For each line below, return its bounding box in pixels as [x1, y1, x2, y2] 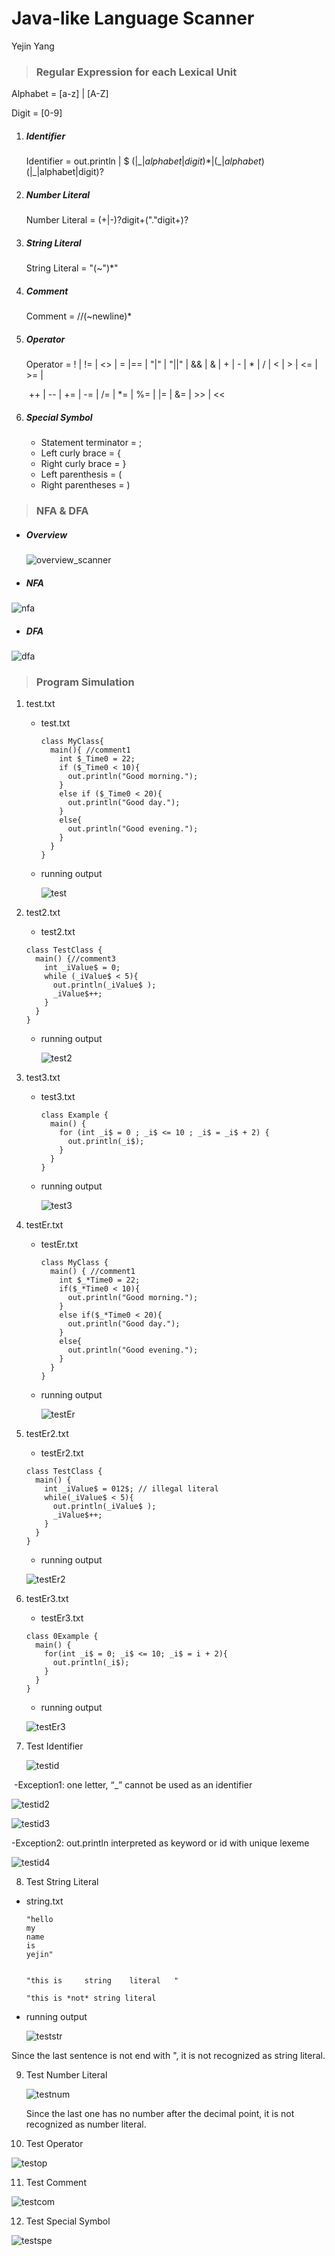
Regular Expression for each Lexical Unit [35, 65, 238, 79]
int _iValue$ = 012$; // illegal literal [44, 1484, 219, 1494]
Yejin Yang [11, 40, 55, 52]
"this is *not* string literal [25, 1993, 157, 2004]
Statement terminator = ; [40, 437, 143, 449]
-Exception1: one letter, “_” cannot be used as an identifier [13, 1779, 253, 1791]
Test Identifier [25, 1740, 84, 1752]
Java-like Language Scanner [11, 7, 255, 30]
